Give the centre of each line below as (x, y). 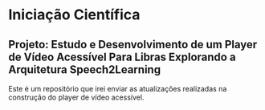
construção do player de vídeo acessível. (76, 97)
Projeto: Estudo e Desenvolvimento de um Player (133, 45)
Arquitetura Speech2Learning (85, 69)
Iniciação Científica (74, 15)
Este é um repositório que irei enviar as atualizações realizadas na (118, 89)
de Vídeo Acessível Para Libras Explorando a (122, 57)
